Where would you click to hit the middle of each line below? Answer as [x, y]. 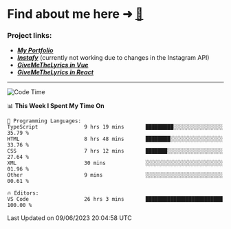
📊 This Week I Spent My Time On [56, 106]
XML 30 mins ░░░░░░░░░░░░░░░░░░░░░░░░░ [115, 163]
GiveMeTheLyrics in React [55, 72]
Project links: [30, 36]
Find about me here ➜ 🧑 [75, 14]
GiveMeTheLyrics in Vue [53, 65]
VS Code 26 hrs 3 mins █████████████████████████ [115, 199]
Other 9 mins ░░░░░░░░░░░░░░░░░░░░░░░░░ [115, 175]
